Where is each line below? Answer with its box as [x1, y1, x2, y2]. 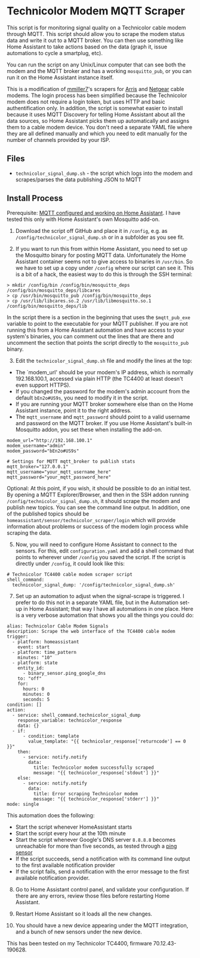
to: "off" [17, 675, 42, 681]
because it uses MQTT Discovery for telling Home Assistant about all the [7, 111, 186, 118]
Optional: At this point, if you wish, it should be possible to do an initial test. [7, 484, 192, 492]
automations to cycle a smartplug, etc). [7, 49, 103, 56]
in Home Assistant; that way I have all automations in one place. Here [23, 605, 193, 612]
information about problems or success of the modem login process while [7, 523, 189, 530]
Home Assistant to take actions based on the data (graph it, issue [7, 43, 168, 50]
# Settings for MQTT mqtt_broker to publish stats [7, 458, 136, 465]
